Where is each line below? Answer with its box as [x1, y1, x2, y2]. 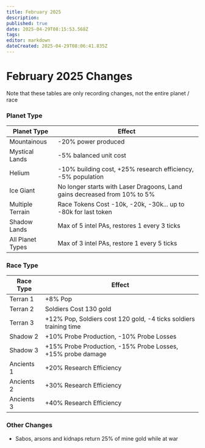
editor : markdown [6, 37, 51, 43]
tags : [6, 32, 20, 38]
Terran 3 [9, 318, 34, 327]
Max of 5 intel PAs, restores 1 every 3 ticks [57, 221, 181, 230]
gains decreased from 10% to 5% [57, 190, 156, 199]
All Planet [9, 235, 37, 244]
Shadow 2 [9, 332, 38, 341]
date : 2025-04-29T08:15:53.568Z [6, 26, 88, 32]
